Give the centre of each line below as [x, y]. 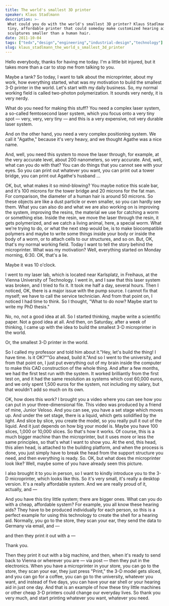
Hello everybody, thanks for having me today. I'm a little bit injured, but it [80, 61]
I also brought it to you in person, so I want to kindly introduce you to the [80, 473]
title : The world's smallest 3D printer [48, 10]
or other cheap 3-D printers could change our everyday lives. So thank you [83, 592]
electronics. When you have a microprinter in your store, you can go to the [82, 566]
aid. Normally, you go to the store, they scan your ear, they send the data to [83, 520]
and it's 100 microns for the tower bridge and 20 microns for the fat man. [80, 191]
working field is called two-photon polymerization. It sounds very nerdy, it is [84, 93]
